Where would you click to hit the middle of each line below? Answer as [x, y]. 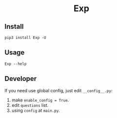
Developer [21, 79]
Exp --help [16, 64]
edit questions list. [30, 105]
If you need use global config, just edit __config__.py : [58, 90]
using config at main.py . [36, 110]
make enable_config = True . [40, 100]
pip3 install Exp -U [26, 38]
